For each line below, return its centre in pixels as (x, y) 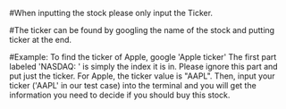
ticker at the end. (41, 40)
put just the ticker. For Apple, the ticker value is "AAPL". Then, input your (142, 76)
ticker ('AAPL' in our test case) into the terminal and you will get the (133, 85)
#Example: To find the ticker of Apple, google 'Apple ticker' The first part (143, 57)
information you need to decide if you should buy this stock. (120, 95)
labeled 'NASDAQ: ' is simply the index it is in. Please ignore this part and (144, 67)
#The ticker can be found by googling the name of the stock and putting (142, 30)
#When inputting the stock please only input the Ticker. (111, 13)
